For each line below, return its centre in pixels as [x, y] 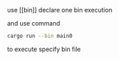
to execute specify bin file [44, 49]
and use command [34, 23]
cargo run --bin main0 [40, 36]
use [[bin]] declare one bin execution [60, 10]
